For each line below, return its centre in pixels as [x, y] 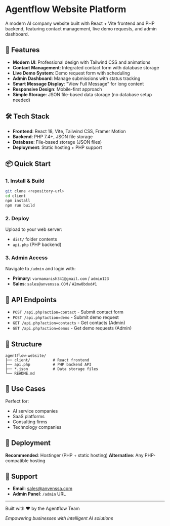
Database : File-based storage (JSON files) [57, 142]
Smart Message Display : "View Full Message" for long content [78, 84]
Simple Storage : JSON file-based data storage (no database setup [82, 94]
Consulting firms [30, 422]
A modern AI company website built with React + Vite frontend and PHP [80, 23]
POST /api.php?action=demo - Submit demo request [66, 317]
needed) [21, 100]
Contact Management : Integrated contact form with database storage [86, 67]
